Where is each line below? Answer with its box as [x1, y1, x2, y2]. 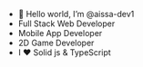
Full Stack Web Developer [17, 18, 116, 29]
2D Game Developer [17, 37, 95, 48]
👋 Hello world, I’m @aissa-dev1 [17, 9, 135, 19]
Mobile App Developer [17, 28, 103, 38]
